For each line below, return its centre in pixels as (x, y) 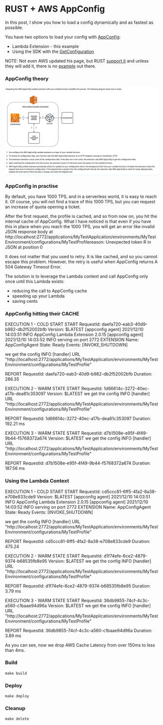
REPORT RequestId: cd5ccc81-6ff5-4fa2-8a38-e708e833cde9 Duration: (78, 541)
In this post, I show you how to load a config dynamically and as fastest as (79, 22)
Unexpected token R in (128, 242)
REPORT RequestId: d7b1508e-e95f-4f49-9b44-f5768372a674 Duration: (78, 463)
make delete (17, 719)
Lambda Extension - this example (45, 46)
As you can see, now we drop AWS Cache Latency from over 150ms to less (80, 645)
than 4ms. (15, 650)
